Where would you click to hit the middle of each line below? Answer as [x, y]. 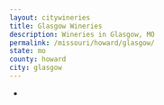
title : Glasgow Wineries [56, 26]
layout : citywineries [50, 17]
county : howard [38, 59]
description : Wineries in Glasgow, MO [82, 34]
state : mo [28, 51]
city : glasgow [36, 68]
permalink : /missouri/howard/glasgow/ [82, 43]
